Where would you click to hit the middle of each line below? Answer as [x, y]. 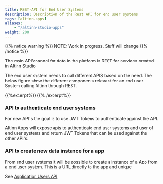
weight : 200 [17, 32]
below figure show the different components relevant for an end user [74, 81]
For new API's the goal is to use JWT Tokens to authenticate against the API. [82, 119]
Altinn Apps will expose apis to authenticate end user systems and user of [79, 128]
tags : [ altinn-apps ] [26, 19]
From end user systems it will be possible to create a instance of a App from [81, 162]
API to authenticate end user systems [50, 108]
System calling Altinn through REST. [41, 86]
